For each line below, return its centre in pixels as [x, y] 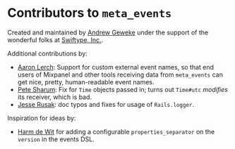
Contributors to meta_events [90, 13]
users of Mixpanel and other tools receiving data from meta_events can [120, 74]
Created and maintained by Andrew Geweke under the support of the [108, 32]
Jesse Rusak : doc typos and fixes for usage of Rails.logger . [106, 104]
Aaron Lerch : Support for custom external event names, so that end [115, 67]
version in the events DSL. [56, 139]
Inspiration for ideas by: [42, 118]
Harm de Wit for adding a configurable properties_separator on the [116, 131]
